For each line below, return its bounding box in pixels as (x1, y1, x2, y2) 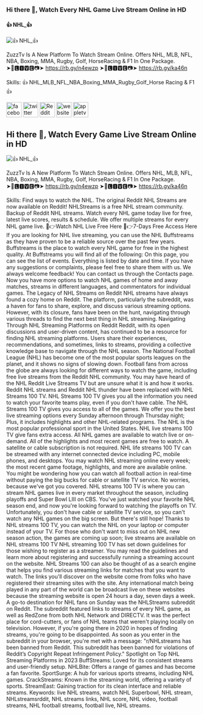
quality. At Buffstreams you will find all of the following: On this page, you (6, 250, 189, 258)
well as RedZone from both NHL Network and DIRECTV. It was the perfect (6, 611, 191, 619)
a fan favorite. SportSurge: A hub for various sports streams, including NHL (6, 670, 194, 677)
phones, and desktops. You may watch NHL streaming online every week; (6, 457, 191, 464)
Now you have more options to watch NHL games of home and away (6, 276, 178, 284)
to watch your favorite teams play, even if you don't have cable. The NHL (6, 398, 188, 406)
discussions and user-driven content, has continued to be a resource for (6, 327, 187, 335)
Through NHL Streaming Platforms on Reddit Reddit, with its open (6, 321, 170, 329)
